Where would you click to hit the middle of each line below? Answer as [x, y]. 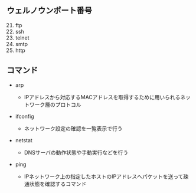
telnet [22, 38]
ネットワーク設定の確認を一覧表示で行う [73, 128]
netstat [24, 140]
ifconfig [24, 116]
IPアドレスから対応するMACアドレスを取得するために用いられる [102, 97]
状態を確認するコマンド [58, 184]
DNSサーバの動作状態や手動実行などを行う [76, 152]
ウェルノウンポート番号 [49, 11]
